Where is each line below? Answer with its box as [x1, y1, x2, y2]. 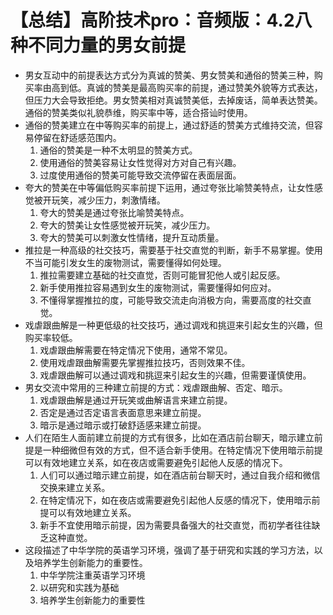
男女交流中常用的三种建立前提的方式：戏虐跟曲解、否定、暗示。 [24, 381, 288, 393]
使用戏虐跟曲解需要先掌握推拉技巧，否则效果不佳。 [39, 356, 251, 368]
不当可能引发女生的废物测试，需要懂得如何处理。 [24, 256, 227, 268]
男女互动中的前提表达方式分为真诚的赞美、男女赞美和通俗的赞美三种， [24, 69, 315, 81]
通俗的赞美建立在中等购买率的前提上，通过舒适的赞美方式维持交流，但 [24, 119, 315, 131]
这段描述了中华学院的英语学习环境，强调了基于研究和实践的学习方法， [24, 544, 315, 556]
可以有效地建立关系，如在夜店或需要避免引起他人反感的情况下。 [24, 456, 288, 468]
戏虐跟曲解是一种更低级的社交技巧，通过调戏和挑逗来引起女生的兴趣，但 [24, 319, 323, 331]
